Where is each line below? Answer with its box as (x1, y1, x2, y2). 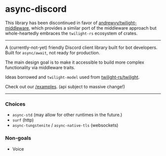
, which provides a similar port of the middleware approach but (29, 25, 157, 31)
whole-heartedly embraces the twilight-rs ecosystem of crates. (5, 30, 138, 36)
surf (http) (12, 117, 34, 123)
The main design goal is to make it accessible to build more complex (5, 59, 144, 65)
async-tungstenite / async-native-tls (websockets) (12, 122, 119, 128)
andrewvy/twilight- (98, 20, 137, 26)
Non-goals (5, 135, 31, 142)
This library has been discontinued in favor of (5, 20, 98, 26)
